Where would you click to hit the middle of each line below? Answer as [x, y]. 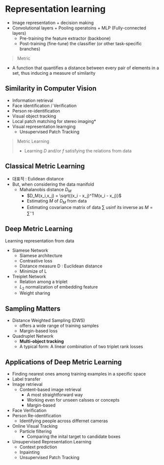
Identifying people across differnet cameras [64, 421]
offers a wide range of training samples [59, 326]
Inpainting [30, 452]
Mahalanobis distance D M [46, 190]
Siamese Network [30, 250]
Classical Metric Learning [45, 166]
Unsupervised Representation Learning [52, 442]
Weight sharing [35, 293]
